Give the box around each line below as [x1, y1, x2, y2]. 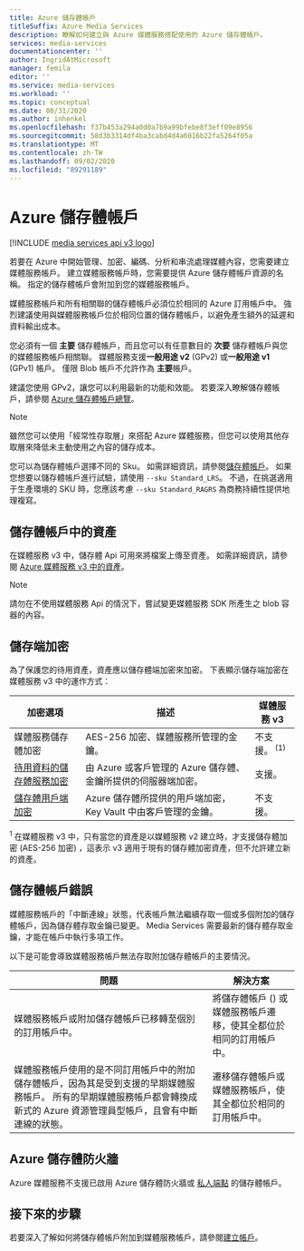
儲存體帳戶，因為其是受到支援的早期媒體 [14, 1077, 187, 1090]
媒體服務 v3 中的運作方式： [9, 675, 111, 686]
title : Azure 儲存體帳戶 [9, 13, 97, 23]
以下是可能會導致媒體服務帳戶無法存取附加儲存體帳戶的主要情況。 [9, 950, 255, 962]
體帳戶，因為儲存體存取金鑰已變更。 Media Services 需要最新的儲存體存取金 [9, 920, 294, 931]
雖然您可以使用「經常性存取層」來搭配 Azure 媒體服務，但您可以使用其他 [9, 430, 282, 441]
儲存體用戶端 [14, 792, 70, 805]
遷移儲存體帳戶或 [212, 1070, 285, 1082]
